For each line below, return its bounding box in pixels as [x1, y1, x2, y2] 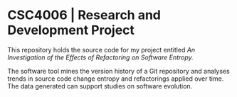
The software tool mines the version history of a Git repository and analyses [7, 67, 230, 75]
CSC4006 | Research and [7, 7, 162, 23]
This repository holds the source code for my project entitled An [7, 45, 196, 54]
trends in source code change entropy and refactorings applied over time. [7, 74, 224, 83]
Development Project [7, 22, 135, 38]
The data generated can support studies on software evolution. [7, 81, 193, 90]
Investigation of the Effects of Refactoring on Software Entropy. [7, 53, 194, 62]
